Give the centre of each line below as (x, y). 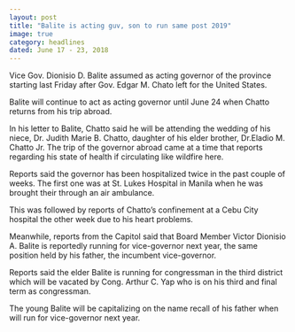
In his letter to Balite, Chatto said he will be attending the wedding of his (140, 128)
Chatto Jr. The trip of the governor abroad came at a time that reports (136, 148)
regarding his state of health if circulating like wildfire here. (116, 157)
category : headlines (47, 42)
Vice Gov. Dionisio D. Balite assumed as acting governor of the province (140, 75)
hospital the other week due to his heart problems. (101, 220)
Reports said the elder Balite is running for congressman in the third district (146, 273)
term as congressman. (50, 291)
